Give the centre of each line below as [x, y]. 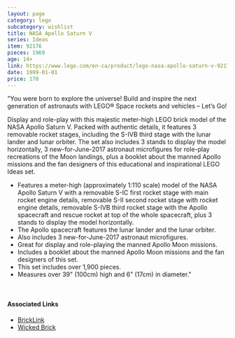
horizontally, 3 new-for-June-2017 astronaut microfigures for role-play [108, 149]
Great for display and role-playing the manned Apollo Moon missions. [117, 245]
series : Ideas [28, 40]
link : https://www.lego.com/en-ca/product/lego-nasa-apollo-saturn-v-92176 [120, 66]
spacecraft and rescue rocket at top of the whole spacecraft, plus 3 [114, 215]
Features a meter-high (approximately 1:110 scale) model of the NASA [117, 185]
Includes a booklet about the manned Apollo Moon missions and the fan [121, 252]
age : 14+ [20, 59]
